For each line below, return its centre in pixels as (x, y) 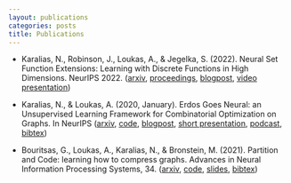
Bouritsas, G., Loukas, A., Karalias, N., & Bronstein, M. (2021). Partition (150, 150)
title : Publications (47, 34)
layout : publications (48, 17)
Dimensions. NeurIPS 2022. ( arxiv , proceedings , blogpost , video (139, 78)
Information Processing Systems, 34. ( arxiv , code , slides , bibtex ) (140, 169)
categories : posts (42, 26)
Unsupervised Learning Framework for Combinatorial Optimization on (149, 114)
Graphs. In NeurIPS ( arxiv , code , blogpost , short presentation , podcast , (151, 123)
